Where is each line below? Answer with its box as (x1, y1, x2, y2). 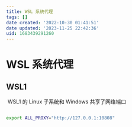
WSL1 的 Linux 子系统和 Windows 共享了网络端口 (7, 98, 126, 105)
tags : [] (6, 14, 28, 20)
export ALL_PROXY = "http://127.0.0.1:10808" (6, 115, 115, 121)
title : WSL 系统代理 (6, 8, 53, 15)
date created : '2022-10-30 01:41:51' (6, 19, 99, 25)
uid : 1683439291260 (6, 31, 54, 37)
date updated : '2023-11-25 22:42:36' (6, 25, 99, 31)
